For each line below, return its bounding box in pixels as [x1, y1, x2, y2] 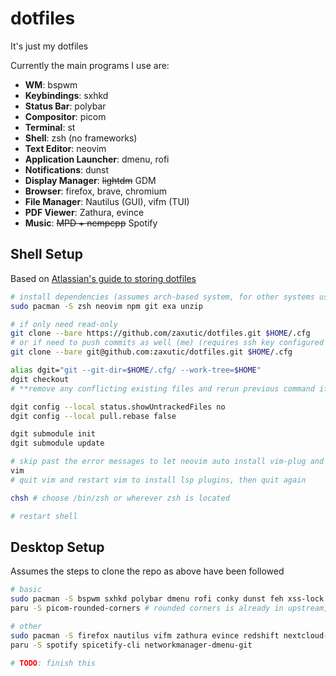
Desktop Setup [10, 538, 105, 556]
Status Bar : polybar [24, 100, 107, 112]
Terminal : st [24, 121, 76, 133]
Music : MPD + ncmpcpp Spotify [24, 217, 158, 229]
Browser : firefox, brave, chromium [24, 185, 167, 197]
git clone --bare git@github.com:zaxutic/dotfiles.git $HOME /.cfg [10, 347, 293, 357]
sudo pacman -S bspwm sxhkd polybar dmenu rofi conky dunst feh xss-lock [10, 594, 325, 604]
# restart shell [10, 511, 78, 521]
